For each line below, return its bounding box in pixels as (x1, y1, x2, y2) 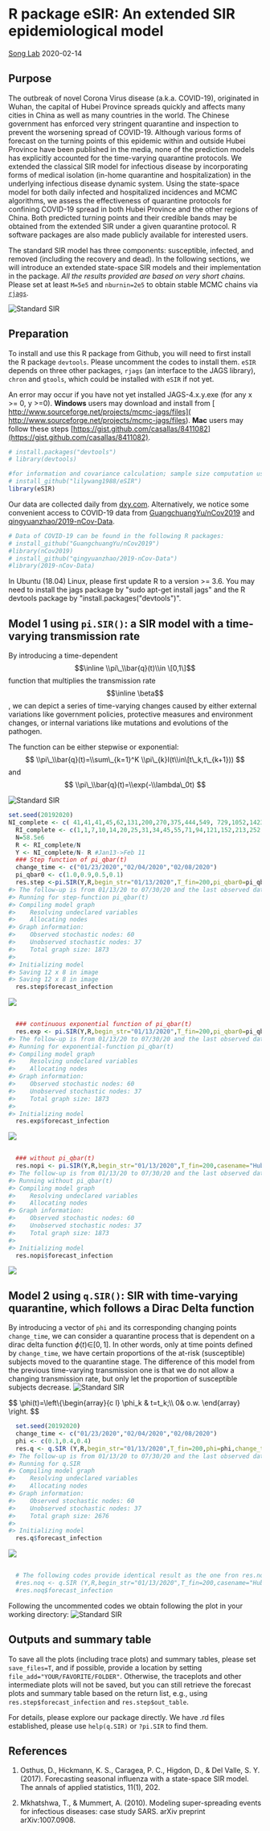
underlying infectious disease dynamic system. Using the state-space (8, 179, 239, 188)
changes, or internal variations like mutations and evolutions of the (8, 718, 229, 728)
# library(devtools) (8, 455, 78, 463)
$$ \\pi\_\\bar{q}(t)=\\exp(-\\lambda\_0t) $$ (63, 780, 207, 790)
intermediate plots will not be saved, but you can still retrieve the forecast (8, 1680, 252, 1689)
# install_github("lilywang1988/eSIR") (8, 478, 142, 486)
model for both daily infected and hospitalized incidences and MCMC (8, 187, 238, 197)
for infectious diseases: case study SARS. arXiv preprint (19, 1807, 206, 1817)
